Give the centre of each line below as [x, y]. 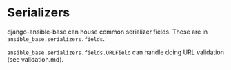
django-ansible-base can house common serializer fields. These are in [108, 32]
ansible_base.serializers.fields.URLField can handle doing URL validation [115, 52]
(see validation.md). [36, 59]
